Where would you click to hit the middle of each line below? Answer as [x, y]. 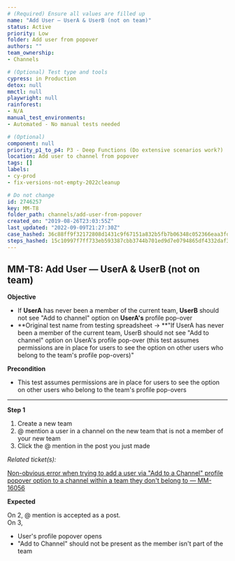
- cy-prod [22, 176]
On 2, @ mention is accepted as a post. [64, 515]
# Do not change [31, 195]
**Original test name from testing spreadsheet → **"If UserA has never [121, 325]
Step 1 [16, 410]
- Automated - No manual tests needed [64, 124]
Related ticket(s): [32, 459]
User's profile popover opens [60, 536]
